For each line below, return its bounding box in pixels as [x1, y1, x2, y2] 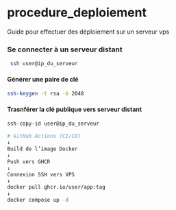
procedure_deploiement [7, 5, 147, 21]
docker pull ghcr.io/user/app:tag [7, 184, 106, 191]
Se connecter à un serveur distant [7, 45, 123, 54]
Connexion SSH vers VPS [7, 171, 75, 178]
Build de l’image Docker [7, 145, 78, 152]
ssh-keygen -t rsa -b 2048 [7, 91, 84, 97]
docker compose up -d [7, 197, 69, 204]
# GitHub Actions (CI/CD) [7, 132, 81, 140]
